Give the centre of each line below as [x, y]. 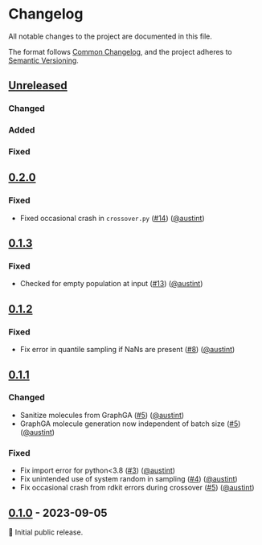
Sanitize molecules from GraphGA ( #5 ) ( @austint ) [102, 415]
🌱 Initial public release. [46, 532]
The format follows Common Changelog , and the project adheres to [120, 51]
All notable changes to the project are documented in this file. [111, 36]
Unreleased [38, 86]
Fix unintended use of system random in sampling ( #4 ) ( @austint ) [129, 479]
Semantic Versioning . [43, 60]
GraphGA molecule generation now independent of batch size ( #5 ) [130, 424]
